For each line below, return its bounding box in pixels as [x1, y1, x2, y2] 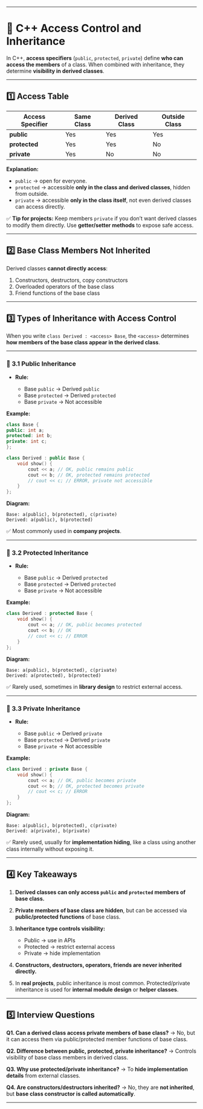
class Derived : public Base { [6, 455, 85, 461]
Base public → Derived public [24, 385, 100, 392]
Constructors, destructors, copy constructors [14, 276, 128, 284]
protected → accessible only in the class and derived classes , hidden [14, 183, 190, 191]
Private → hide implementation [24, 950, 101, 957]
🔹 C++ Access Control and [6, 22, 142, 35]
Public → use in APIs [24, 936, 76, 943]
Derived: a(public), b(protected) [6, 517, 94, 523]
